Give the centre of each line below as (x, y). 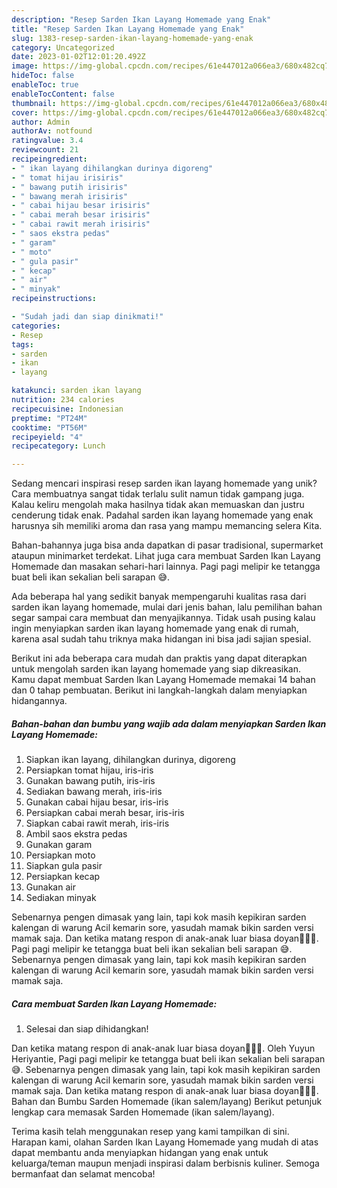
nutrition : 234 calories (63, 400)
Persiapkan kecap (63, 877)
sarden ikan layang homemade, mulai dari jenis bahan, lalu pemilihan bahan (167, 607)
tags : (22, 344)
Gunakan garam (59, 845)
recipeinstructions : (54, 299)
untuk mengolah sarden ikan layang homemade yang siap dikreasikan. (156, 669)
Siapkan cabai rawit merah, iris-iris (97, 823)
